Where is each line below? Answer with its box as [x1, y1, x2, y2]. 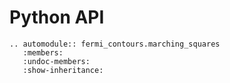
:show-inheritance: [22, 65, 104, 75]
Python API [9, 6, 105, 29]
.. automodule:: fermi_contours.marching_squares [9, 39, 221, 49]
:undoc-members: [22, 56, 91, 66]
